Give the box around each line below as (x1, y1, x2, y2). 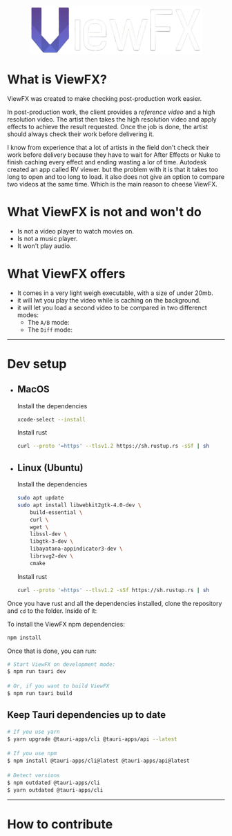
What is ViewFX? (7, 71, 107, 87)
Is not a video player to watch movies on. (17, 227, 135, 235)
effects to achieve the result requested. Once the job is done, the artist (7, 122, 209, 131)
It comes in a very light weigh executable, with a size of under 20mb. (17, 289, 213, 297)
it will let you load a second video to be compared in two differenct (17, 303, 207, 312)
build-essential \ (30, 509, 83, 516)
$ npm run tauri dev (7, 668, 67, 675)
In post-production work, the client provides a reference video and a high (7, 108, 215, 116)
